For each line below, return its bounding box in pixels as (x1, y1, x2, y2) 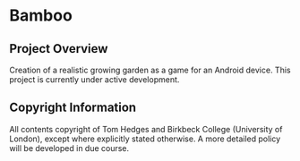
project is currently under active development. (9, 74, 180, 85)
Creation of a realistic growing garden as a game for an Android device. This (9, 64, 291, 75)
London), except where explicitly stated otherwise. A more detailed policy (9, 133, 281, 144)
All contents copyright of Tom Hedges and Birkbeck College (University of (9, 123, 283, 134)
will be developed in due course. (9, 142, 130, 153)
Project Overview (9, 41, 108, 56)
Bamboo (9, 5, 73, 26)
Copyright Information (9, 100, 137, 115)
